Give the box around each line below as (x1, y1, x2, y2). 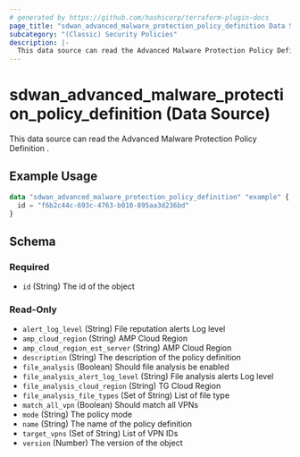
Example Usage (9, 169, 98, 184)
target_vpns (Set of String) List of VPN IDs (21, 428, 179, 439)
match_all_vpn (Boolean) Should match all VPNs (21, 400, 199, 410)
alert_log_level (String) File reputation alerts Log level (21, 324, 226, 334)
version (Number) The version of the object (21, 437, 183, 448)
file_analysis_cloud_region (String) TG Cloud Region (21, 381, 221, 392)
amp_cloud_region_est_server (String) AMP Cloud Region (21, 343, 232, 353)
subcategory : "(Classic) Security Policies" (9, 30, 178, 38)
